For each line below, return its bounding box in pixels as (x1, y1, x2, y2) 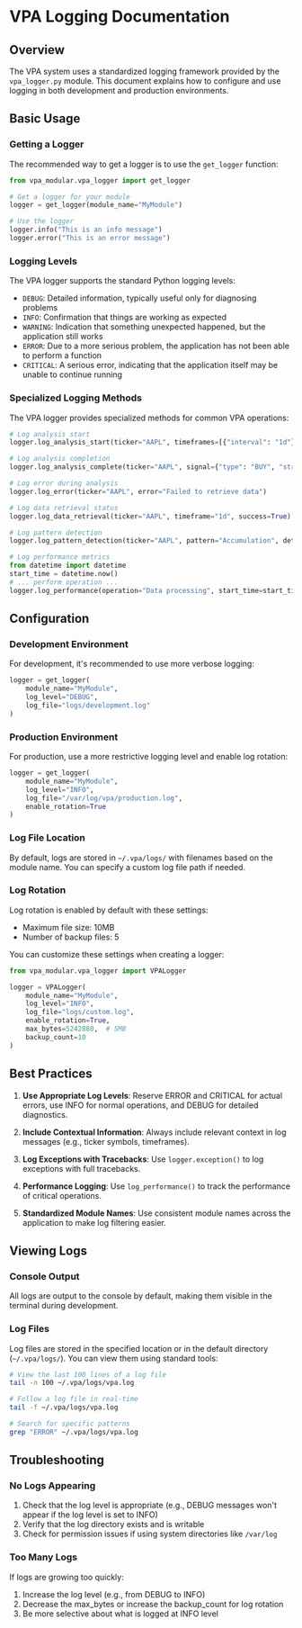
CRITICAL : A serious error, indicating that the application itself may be (22, 360, 279, 371)
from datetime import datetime (9, 561, 127, 571)
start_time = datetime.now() (9, 570, 119, 579)
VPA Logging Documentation (9, 6, 231, 27)
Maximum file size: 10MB (22, 922, 115, 932)
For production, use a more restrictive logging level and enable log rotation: (9, 751, 289, 762)
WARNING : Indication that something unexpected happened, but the (22, 321, 266, 332)
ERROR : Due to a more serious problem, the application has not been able (22, 340, 290, 352)
